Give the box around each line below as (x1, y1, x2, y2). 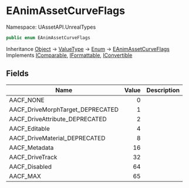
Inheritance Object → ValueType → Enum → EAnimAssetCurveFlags (6, 45, 170, 52)
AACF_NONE (9, 95, 45, 104)
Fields (6, 69, 29, 78)
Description (146, 86, 180, 94)
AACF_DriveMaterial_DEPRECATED (9, 134, 106, 142)
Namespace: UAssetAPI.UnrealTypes (6, 23, 96, 30)
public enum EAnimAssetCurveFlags (6, 35, 91, 40)
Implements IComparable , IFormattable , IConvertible (6, 52, 133, 59)
